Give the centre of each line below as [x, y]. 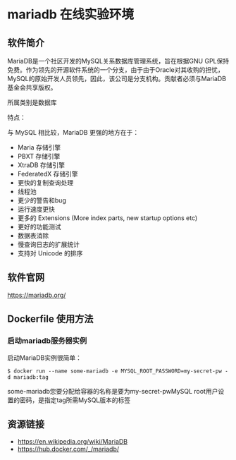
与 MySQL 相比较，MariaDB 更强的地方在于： [73, 132]
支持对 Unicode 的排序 [50, 253]
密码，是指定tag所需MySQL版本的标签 [75, 400]
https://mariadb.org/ [37, 295]
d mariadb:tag [28, 377]
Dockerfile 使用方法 [50, 319]
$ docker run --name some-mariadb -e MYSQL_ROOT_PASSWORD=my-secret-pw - [118, 371]
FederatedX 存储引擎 [48, 174]
